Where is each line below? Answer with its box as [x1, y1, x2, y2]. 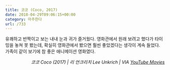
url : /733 [5, 21, 26, 27]
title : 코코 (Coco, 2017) [5, 7, 58, 13]
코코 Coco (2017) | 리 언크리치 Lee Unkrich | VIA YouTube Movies [31, 59, 165, 65]
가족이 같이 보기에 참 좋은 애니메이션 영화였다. [5, 48, 96, 54]
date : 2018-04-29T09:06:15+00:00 [5, 12, 76, 17]
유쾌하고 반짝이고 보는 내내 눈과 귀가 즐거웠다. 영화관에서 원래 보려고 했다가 [5, 36, 154, 42]
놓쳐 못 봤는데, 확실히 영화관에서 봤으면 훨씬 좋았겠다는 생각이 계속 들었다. [14, 42, 160, 48]
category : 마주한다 [5, 17, 42, 22]
